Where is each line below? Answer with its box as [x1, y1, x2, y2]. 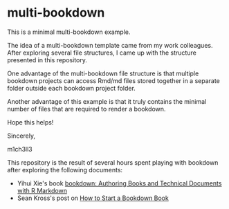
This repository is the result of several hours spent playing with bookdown [7, 158, 219, 167]
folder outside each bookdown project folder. [7, 84, 136, 92]
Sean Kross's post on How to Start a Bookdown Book [17, 194, 170, 202]
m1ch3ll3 [7, 145, 33, 153]
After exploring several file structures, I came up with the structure [7, 48, 197, 57]
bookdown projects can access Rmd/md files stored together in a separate [7, 76, 220, 84]
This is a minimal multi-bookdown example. [7, 28, 131, 36]
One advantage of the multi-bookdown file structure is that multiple [7, 69, 199, 78]
